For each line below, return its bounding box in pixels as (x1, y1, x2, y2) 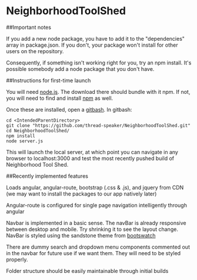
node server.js (6, 138, 44, 144)
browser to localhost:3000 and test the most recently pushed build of (6, 155, 175, 162)
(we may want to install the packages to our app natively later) (6, 190, 157, 197)
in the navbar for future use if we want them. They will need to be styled (6, 249, 181, 256)
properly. (6, 256, 28, 263)
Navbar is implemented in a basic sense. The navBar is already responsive (6, 219, 186, 226)
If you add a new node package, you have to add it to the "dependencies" (6, 35, 185, 42)
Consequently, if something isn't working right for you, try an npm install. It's (6, 59, 192, 66)
